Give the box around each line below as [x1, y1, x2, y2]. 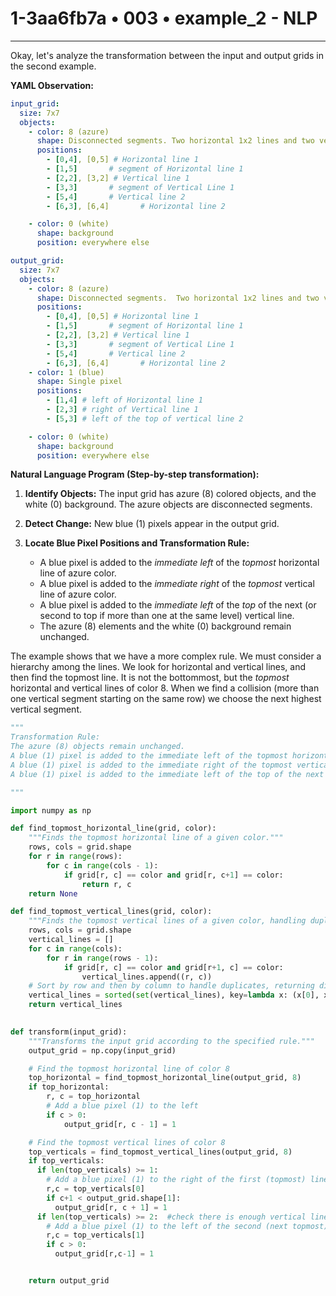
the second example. [10, 60, 97, 72]
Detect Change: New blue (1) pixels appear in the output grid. [24, 518, 280, 530]
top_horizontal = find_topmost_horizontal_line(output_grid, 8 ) [28, 1073, 302, 1083]
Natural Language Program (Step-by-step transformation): [10, 468, 260, 481]
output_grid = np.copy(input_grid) [28, 1045, 177, 1056]
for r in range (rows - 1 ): [46, 953, 159, 963]
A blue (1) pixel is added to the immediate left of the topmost [10, 751, 288, 761]
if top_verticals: [28, 1156, 105, 1166]
